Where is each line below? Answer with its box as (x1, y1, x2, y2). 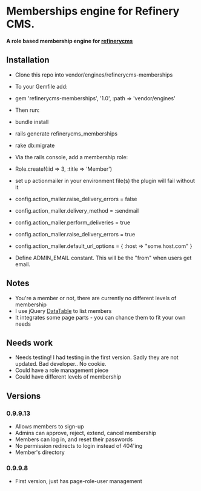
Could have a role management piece (15, 366, 109, 374)
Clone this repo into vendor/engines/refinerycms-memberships (15, 71, 173, 78)
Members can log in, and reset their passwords (15, 436, 133, 443)
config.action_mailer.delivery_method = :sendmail (15, 207, 139, 214)
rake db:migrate (15, 142, 55, 149)
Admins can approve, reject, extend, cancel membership (15, 430, 156, 437)
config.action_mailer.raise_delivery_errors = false (15, 195, 137, 202)
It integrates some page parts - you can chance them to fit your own (15, 314, 186, 321)
